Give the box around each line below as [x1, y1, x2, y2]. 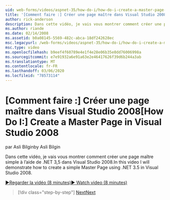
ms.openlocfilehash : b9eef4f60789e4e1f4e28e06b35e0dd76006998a [5, 49, 142, 55]
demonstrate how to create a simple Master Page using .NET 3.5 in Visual [5, 164, 158, 170]
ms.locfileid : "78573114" [5, 73, 60, 78]
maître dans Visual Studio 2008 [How [5, 106, 164, 117]
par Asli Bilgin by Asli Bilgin [5, 143, 61, 149]
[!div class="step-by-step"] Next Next [17, 189, 96, 195]
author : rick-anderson [5, 17, 53, 22]
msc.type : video [5, 45, 39, 50]
